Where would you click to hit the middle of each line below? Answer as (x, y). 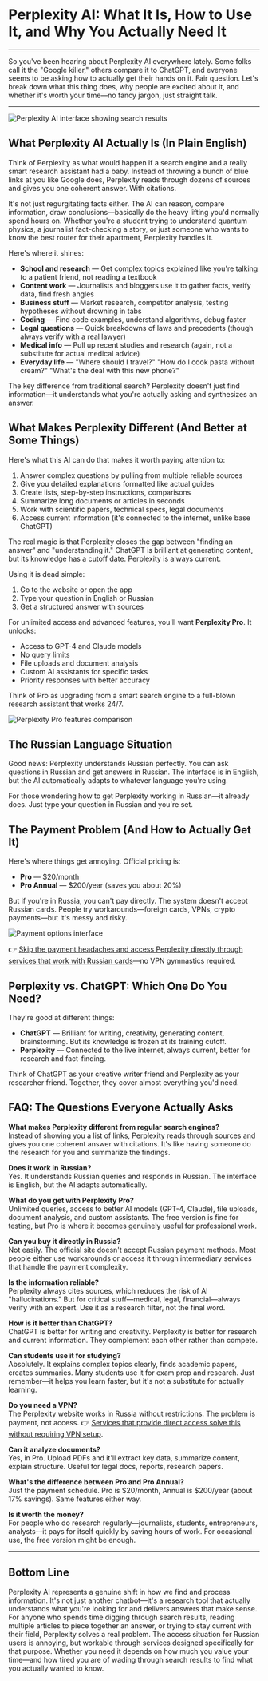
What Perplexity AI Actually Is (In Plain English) (128, 143)
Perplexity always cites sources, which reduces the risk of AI (108, 1290)
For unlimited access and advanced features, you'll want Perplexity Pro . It (130, 622)
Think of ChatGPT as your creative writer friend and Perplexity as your (124, 1074)
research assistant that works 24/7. (66, 704)
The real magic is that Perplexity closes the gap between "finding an (121, 542)
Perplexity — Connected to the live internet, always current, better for (135, 1050)
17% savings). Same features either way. (75, 1499)
